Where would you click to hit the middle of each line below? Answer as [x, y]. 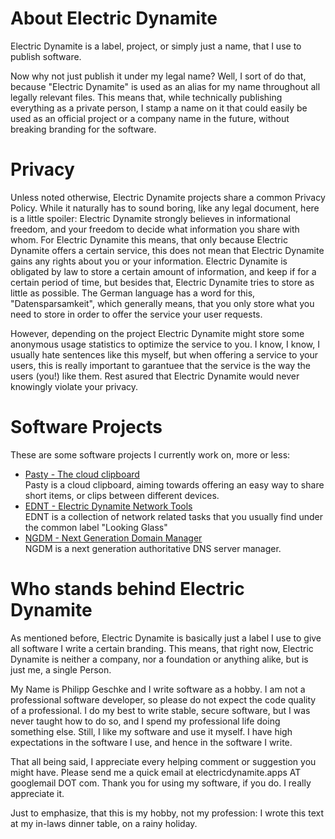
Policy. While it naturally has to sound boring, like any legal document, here [165, 208]
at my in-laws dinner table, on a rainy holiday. [104, 823]
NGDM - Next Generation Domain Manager [113, 538]
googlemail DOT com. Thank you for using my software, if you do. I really [161, 783]
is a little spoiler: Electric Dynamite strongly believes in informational [151, 218]
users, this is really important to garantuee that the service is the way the [160, 365]
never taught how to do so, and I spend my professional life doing [145, 721]
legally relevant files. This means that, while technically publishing [146, 97]
